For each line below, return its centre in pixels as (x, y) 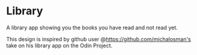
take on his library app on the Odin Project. (59, 45)
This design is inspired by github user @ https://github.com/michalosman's (98, 39)
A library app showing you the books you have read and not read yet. (92, 27)
